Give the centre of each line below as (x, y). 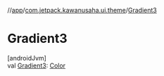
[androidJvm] (27, 58)
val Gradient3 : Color (36, 65)
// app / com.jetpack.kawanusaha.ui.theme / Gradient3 (82, 10)
